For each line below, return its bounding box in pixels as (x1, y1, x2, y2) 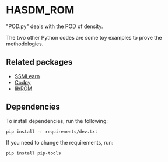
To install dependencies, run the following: (6, 117, 108, 124)
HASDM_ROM (6, 3, 75, 17)
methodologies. (6, 40, 44, 47)
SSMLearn (14, 72, 40, 79)
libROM (14, 85, 33, 92)
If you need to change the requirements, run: (6, 139, 114, 146)
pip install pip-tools (6, 150, 61, 156)
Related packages (6, 57, 73, 67)
